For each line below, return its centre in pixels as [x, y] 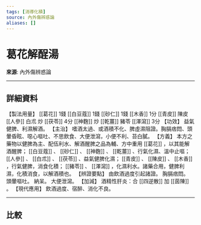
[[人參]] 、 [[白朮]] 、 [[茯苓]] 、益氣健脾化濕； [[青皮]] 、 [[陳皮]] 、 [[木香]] [99, 159]
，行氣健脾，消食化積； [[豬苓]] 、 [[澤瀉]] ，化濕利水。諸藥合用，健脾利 [95, 166]
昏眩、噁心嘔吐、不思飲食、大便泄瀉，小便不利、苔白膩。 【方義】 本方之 [102, 136]
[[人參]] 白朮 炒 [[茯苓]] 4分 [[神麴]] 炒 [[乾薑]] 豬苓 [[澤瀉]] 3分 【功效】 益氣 [100, 121]
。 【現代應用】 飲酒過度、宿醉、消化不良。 [60, 188]
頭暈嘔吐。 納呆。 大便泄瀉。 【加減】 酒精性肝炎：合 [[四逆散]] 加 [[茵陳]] [98, 181]
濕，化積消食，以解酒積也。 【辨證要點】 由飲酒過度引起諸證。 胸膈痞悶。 [98, 174]
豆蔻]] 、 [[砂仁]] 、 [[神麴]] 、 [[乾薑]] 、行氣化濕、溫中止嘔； [114, 151]
